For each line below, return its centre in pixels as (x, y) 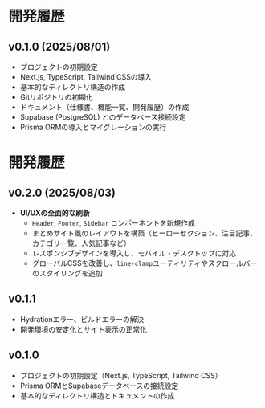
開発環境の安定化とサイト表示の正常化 (83, 329)
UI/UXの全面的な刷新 (55, 213)
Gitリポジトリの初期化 (57, 97)
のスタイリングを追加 (67, 273)
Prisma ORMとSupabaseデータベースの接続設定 (99, 386)
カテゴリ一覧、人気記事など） (81, 243)
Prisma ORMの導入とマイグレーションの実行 (93, 127)
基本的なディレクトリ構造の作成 (73, 87)
